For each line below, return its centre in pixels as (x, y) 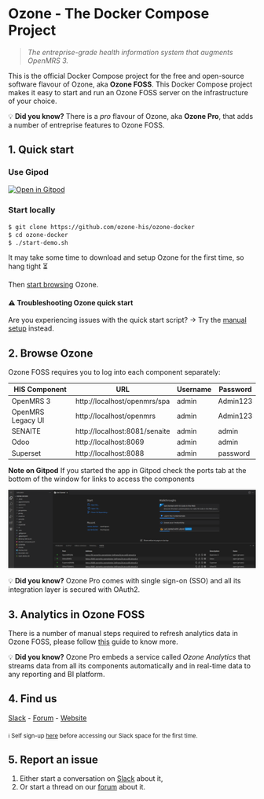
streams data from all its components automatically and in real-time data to (130, 665)
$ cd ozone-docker (38, 235)
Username (194, 390)
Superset (26, 453)
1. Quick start (41, 150)
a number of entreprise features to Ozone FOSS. (86, 125)
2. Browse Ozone (51, 353)
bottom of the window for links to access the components (101, 479)
